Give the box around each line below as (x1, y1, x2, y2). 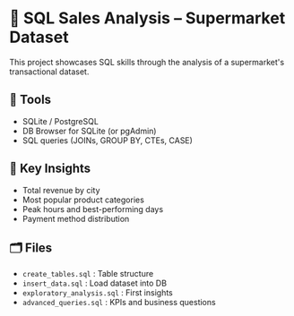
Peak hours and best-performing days (22, 203, 164, 214)
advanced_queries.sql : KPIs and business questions (22, 297, 217, 308)
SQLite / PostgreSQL (22, 115, 99, 126)
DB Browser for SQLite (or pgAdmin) (22, 125, 157, 136)
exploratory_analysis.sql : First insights (22, 287, 173, 298)
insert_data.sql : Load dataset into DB (22, 278, 168, 289)
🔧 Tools (9, 92, 52, 107)
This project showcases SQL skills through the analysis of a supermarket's (9, 56, 285, 67)
